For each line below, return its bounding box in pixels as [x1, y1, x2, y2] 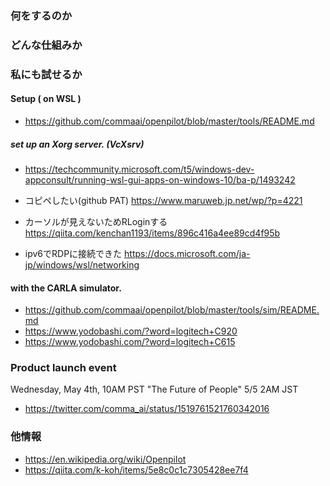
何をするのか [10, 8, 73, 22]
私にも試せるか [10, 67, 83, 81]
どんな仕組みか [10, 38, 83, 52]
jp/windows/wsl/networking [24, 258, 140, 271]
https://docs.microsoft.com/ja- [124, 247, 251, 259]
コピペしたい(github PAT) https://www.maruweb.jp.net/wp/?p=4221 [24, 194, 303, 206]
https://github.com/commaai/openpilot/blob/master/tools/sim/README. [24, 304, 320, 316]
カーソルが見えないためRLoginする [24, 215, 168, 227]
